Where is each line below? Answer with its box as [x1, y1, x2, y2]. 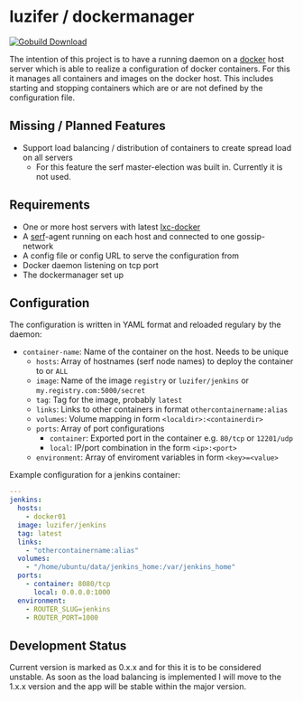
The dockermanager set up [22, 269, 124, 280]
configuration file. [9, 92, 75, 103]
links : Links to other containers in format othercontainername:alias [35, 404, 289, 415]
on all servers [22, 152, 74, 163]
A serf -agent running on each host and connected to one [22, 230, 235, 241]
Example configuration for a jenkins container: [9, 470, 181, 481]
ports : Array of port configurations [35, 423, 165, 435]
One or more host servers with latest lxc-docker [22, 221, 201, 232]
